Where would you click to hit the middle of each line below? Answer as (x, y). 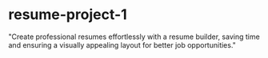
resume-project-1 (68, 15)
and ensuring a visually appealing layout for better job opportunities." (122, 44)
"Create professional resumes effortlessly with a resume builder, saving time (134, 37)
